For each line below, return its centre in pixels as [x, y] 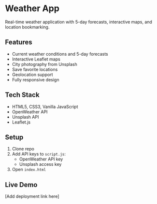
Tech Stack [22, 95]
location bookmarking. [27, 27]
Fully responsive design [36, 79]
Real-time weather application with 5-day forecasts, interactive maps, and [78, 22]
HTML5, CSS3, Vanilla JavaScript [45, 107]
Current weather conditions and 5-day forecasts [60, 54]
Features [19, 42]
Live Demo [21, 185]
